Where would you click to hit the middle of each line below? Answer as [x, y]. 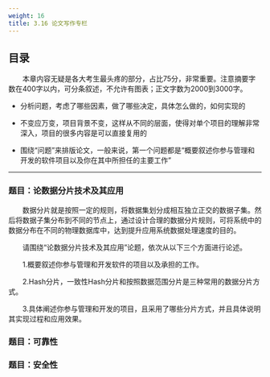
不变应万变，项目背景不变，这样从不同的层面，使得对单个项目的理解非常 [139, 123]
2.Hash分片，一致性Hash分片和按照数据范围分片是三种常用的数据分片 [138, 281]
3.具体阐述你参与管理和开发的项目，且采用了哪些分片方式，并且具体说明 [142, 309]
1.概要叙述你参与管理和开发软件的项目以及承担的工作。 [113, 264]
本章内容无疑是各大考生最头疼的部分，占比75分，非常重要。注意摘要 [136, 79]
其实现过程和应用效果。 [47, 318]
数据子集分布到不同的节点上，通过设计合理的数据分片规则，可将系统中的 [142, 220]
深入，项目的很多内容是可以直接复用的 [83, 133]
